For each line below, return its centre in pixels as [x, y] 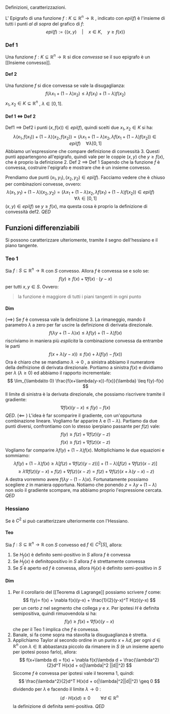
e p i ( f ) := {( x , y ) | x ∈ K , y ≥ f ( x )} [86, 32]
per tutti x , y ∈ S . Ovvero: [32, 287]
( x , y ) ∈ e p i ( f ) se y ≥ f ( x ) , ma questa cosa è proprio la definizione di [76, 206]
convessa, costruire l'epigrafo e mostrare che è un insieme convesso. [78, 167]
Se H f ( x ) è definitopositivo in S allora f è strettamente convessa [79, 562]
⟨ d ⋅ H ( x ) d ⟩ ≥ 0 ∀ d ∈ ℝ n [89, 698]
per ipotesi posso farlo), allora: [45, 652]
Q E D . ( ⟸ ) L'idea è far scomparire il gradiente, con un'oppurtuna [74, 415]
